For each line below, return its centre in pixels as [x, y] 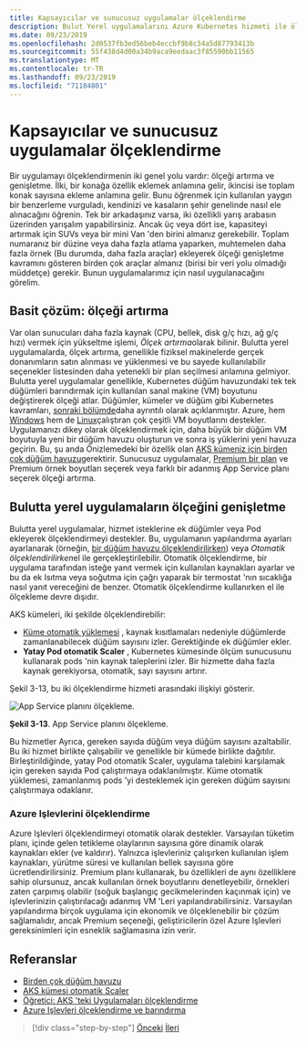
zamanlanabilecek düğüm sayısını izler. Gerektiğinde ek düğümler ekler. [157, 642]
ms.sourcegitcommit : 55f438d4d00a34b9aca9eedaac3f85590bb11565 [132, 52]
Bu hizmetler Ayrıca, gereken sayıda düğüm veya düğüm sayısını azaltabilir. [150, 742]
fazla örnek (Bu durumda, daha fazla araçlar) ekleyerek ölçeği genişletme [147, 253]
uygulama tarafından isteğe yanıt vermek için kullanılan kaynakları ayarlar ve [153, 568]
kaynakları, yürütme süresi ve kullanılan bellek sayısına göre [122, 862]
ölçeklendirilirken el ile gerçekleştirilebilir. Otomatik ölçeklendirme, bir [138, 558]
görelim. [25, 282]
